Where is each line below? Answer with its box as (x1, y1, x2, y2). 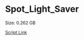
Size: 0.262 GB (5, 20, 36, 26)
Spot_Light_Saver (5, 3, 79, 15)
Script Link (5, 29, 27, 35)
